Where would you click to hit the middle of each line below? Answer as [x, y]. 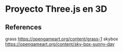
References [23, 27]
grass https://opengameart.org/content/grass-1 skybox [62, 39]
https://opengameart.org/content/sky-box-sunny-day [60, 44]
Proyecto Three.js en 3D [56, 9]
